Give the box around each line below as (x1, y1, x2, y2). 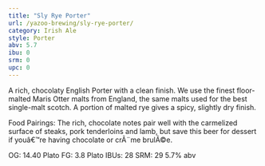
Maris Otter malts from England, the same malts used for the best (32, 93, 247, 104)
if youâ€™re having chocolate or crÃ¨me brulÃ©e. (8, 135, 173, 144)
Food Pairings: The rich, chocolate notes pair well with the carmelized (8, 117, 238, 128)
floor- (236, 85, 255, 95)
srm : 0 (8, 57, 30, 65)
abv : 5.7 (8, 41, 38, 49)
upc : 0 (8, 64, 30, 72)
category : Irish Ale (8, 26, 77, 34)
